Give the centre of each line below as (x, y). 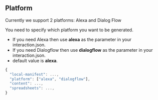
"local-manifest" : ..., (34, 74)
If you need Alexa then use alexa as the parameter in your (72, 39)
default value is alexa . (35, 60)
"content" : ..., (26, 84)
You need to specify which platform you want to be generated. (69, 30)
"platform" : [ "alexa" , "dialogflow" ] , (50, 79)
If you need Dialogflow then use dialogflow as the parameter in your (82, 50)
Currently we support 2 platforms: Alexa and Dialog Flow (63, 20)
